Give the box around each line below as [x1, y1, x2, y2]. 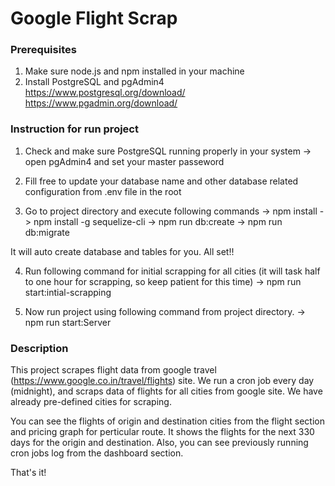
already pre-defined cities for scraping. [10, 396, 172, 408]
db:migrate [24, 226, 70, 238]
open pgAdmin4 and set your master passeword [24, 155, 225, 167]
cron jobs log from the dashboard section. [10, 447, 184, 459]
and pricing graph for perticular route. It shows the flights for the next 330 [10, 426, 315, 438]
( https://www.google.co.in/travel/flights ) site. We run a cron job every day [10, 375, 315, 387]
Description [10, 341, 69, 355]
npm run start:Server [24, 316, 112, 328]
